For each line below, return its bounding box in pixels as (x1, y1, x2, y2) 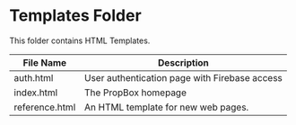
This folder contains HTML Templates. (9, 35, 151, 46)
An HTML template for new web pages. (83, 101, 249, 113)
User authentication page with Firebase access (83, 71, 283, 84)
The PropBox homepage (83, 86, 187, 99)
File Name (22, 56, 67, 68)
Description (158, 56, 209, 68)
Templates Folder (9, 5, 142, 26)
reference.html (13, 101, 76, 113)
